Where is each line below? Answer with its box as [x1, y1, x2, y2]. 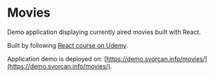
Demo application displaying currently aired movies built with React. [7, 28, 201, 36]
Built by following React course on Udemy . [7, 41, 128, 49]
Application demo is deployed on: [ [7, 54, 107, 63]
